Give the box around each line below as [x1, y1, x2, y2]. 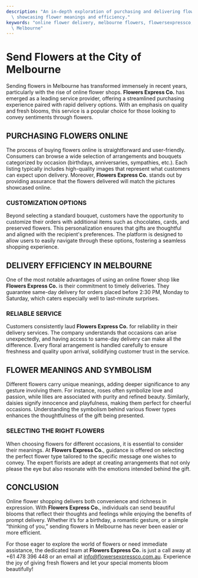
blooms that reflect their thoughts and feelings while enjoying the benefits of [6, 510, 192, 517]
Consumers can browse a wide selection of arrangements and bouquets [6, 153, 181, 160]
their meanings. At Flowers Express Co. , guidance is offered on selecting [6, 446, 184, 454]
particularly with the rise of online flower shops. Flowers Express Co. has [6, 89, 185, 96]
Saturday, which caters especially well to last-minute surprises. [6, 295, 160, 302]
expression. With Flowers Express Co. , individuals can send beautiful [6, 504, 175, 511]
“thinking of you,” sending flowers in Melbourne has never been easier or [6, 523, 184, 530]
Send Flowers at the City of [6, 51, 141, 64]
